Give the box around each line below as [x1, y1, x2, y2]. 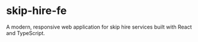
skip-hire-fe [6, 4, 67, 17]
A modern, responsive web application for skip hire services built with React [6, 23, 192, 30]
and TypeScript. [6, 29, 46, 36]
